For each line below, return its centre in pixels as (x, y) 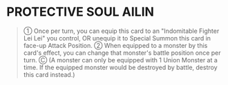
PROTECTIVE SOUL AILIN (80, 12)
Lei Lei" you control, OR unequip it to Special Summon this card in (117, 38)
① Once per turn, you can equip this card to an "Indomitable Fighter (121, 31)
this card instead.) (49, 74)
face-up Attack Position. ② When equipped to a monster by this (115, 45)
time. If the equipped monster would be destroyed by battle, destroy (121, 67)
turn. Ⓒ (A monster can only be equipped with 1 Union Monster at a (121, 60)
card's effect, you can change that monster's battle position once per (122, 53)
